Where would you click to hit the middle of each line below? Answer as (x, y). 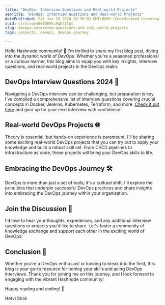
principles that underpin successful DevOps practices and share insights (79, 188)
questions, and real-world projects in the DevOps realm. (62, 66)
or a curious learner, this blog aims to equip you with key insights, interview (81, 61)
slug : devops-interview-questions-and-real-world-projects (67, 28)
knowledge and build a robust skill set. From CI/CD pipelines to (69, 147)
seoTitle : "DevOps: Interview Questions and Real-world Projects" (74, 14)
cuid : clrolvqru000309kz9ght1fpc (39, 23)
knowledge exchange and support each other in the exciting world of (75, 231)
